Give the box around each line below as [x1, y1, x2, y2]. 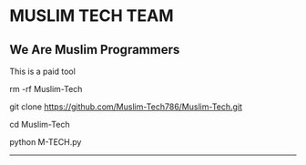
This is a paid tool [9, 66, 76, 77]
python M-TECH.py [9, 137, 82, 147]
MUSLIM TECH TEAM [9, 5, 174, 26]
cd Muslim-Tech [9, 119, 70, 129]
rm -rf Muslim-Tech [9, 84, 83, 94]
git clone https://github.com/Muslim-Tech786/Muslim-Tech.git [9, 101, 243, 112]
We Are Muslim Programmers [9, 42, 180, 57]
